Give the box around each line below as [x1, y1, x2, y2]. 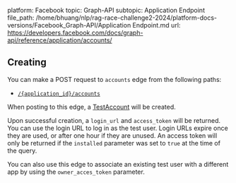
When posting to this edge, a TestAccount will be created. [7, 102, 177, 111]
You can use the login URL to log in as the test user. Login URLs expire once [7, 124, 228, 132]
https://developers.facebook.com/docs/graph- [7, 28, 143, 37]
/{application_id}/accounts [17, 90, 100, 98]
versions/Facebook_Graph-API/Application [7, 21, 131, 29]
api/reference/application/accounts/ [7, 36, 112, 45]
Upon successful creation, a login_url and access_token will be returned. [7, 116, 221, 124]
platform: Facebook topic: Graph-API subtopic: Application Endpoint [7, 6, 205, 14]
